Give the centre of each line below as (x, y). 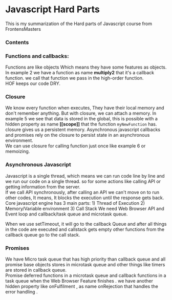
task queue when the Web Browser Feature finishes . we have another (79, 281)
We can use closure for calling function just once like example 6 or (76, 146)
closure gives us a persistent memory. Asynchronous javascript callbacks (83, 130)
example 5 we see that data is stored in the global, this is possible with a (81, 119)
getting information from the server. (43, 187)
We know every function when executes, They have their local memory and (85, 108)
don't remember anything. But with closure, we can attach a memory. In (81, 113)
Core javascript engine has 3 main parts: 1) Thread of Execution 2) (75, 203)
